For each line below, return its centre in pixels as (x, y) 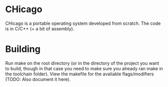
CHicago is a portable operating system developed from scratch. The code (83, 23)
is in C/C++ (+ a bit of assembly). (40, 28)
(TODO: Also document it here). (38, 79)
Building (23, 49)
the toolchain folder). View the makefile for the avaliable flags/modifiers (79, 74)
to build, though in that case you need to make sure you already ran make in (84, 68)
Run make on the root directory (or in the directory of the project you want (82, 63)
